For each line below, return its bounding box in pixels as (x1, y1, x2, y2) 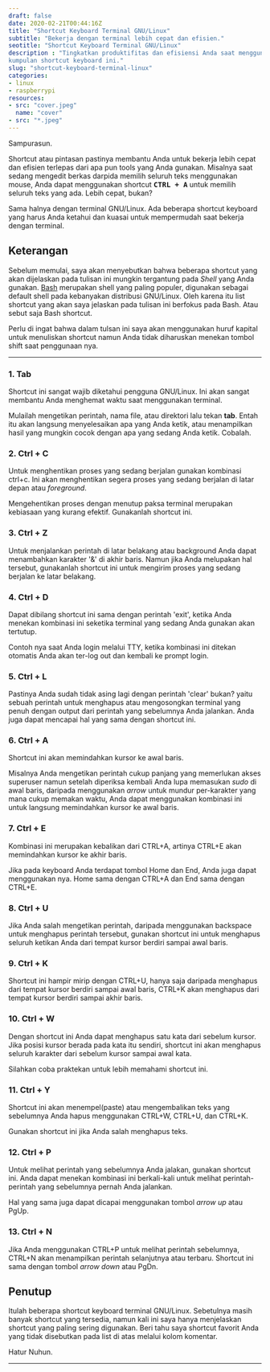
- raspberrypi (8, 86, 56, 95)
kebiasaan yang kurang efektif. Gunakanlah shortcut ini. (8, 507, 193, 517)
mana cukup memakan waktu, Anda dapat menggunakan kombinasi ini (8, 794, 243, 804)
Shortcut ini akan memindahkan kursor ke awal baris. (8, 753, 184, 763)
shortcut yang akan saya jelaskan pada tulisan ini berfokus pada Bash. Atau (8, 299, 259, 309)
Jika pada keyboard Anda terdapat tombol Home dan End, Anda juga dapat (8, 865, 257, 874)
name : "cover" (15, 109, 63, 117)
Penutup (8, 1284, 52, 1298)
